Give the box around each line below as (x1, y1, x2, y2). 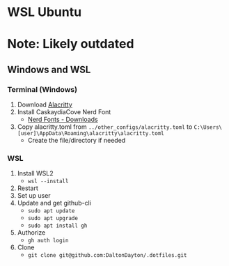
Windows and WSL (7, 63, 91, 75)
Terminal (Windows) (7, 84, 78, 94)
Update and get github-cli (17, 199, 92, 208)
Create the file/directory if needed (27, 136, 126, 145)
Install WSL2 (17, 169, 54, 178)
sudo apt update (27, 208, 75, 214)
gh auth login (27, 237, 69, 244)
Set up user (17, 191, 51, 200)
